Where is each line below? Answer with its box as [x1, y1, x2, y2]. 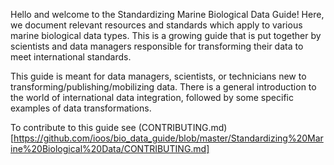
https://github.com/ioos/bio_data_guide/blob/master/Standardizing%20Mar [13, 132, 324, 144]
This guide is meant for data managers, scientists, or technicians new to [10, 70, 307, 82]
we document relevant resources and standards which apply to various [10, 19, 303, 31]
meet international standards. [10, 51, 132, 63]
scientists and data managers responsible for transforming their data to [10, 40, 304, 52]
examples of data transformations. [10, 102, 152, 114]
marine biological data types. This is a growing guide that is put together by [10, 30, 322, 41]
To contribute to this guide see [10, 122, 137, 133]
